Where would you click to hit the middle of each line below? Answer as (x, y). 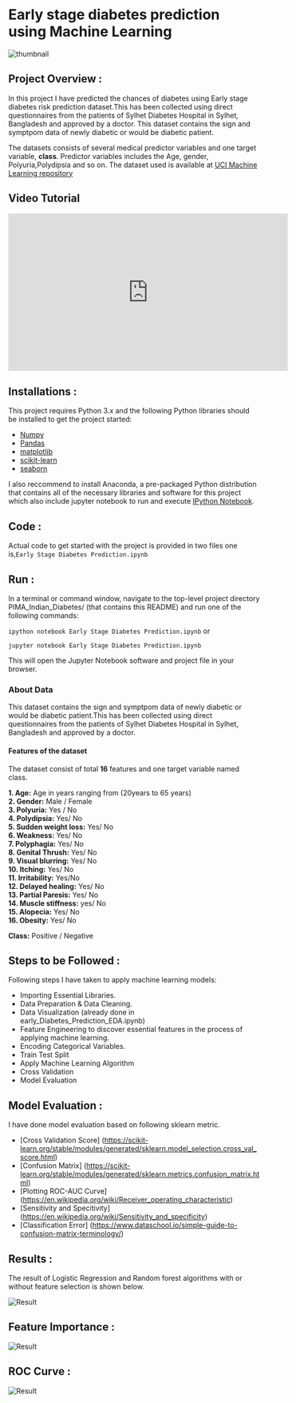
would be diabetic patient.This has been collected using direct (111, 715)
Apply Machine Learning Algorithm (77, 1063)
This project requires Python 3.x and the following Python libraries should (129, 411)
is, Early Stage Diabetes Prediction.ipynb (78, 554)
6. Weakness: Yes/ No (45, 835)
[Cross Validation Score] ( (62, 1140)
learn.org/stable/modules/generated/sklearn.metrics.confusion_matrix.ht (140, 1174)
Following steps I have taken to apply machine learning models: (112, 980)
